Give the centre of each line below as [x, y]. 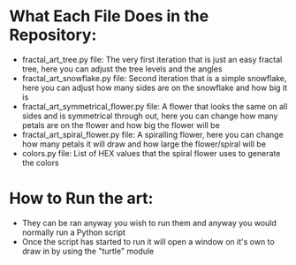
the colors [40, 163]
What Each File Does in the [109, 16]
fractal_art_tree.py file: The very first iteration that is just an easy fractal [152, 59]
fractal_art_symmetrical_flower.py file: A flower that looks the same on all [155, 106]
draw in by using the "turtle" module [88, 251]
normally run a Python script [74, 232]
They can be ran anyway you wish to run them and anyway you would [149, 223]
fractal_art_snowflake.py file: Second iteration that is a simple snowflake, [154, 78]
